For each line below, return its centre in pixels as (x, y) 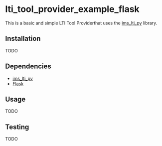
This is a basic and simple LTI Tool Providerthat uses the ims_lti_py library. (81, 23)
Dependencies (28, 67)
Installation (23, 39)
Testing (17, 127)
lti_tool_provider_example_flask (72, 9)
